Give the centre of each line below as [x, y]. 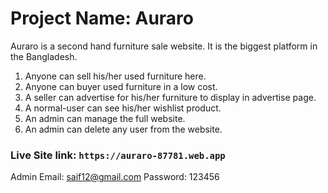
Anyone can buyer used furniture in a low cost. [121, 86]
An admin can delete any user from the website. [123, 129]
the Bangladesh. [44, 56]
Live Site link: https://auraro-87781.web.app [118, 155]
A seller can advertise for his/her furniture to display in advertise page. [170, 97]
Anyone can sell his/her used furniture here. [115, 76]
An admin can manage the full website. [105, 118]
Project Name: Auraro [102, 18]
